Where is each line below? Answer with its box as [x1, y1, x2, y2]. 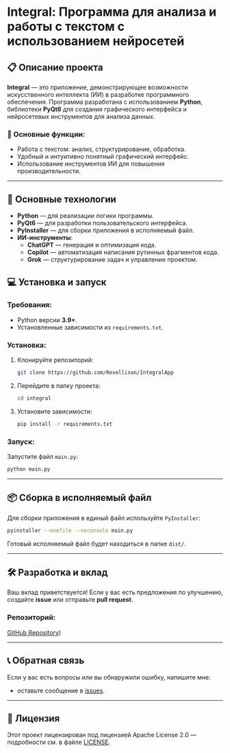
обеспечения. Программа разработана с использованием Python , [7, 98, 203, 106]
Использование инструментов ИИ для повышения [16, 159, 165, 168]
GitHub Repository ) [7, 628, 62, 636]
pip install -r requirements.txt [16, 420, 113, 427]
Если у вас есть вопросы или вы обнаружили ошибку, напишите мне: [7, 673, 211, 681]
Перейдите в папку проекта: [16, 381, 101, 390]
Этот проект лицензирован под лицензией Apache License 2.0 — [7, 731, 197, 739]
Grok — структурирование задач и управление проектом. [27, 256, 198, 264]
